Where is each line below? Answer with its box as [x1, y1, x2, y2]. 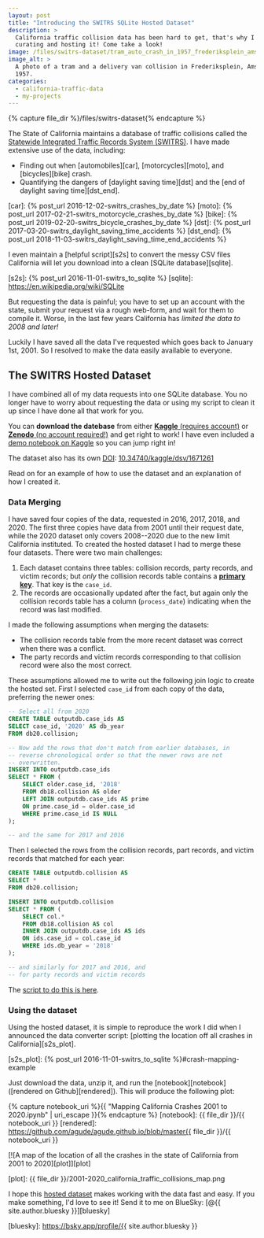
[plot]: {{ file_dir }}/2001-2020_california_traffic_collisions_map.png [8, 1174, 225, 1184]
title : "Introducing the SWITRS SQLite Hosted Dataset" [8, 19, 195, 27]
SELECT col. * [22, 912, 65, 921]
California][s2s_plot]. [8, 1040, 76, 1049]
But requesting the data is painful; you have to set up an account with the [8, 297, 245, 307]
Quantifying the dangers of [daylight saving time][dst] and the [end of [19, 178, 245, 187]
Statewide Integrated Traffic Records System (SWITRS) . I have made [8, 137, 230, 146]
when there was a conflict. [19, 644, 106, 653]
